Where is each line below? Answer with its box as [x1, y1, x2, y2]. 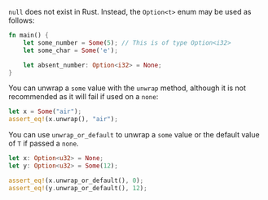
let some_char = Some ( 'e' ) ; [23, 46, 118, 54]
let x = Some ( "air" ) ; [8, 107, 82, 116]
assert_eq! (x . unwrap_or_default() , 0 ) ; [8, 176, 144, 185]
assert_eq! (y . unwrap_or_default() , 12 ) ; [8, 184, 148, 192]
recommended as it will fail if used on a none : [8, 92, 159, 102]
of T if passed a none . [8, 138, 79, 149]
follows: [8, 15, 35, 25]
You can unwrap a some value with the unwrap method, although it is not [8, 83, 247, 93]
